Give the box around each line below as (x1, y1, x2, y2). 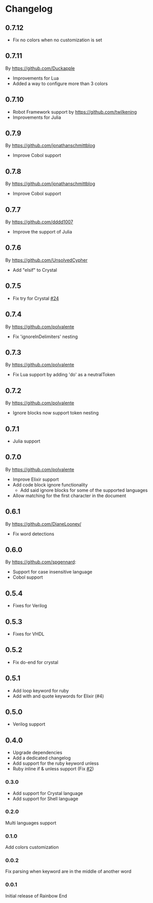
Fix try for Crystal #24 (12, 295, 59, 301)
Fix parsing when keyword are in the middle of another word (5, 868, 132, 874)
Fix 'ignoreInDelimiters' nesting (12, 333, 78, 340)
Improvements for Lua (12, 75, 59, 81)
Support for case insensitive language (12, 569, 93, 575)
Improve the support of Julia (12, 229, 72, 235)
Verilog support (12, 721, 46, 727)
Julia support (12, 438, 41, 444)
